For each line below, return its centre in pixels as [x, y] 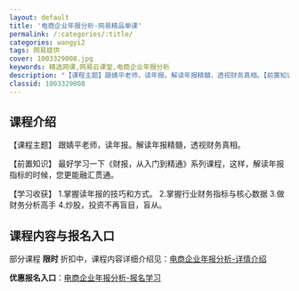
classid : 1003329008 [48, 84]
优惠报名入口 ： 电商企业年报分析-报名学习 [85, 278]
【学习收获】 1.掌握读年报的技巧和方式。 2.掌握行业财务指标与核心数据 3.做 [147, 194]
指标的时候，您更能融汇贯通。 [64, 175]
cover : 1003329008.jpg [51, 59]
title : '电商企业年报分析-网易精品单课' [76, 26]
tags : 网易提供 [35, 51]
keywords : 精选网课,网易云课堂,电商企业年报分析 [90, 68]
